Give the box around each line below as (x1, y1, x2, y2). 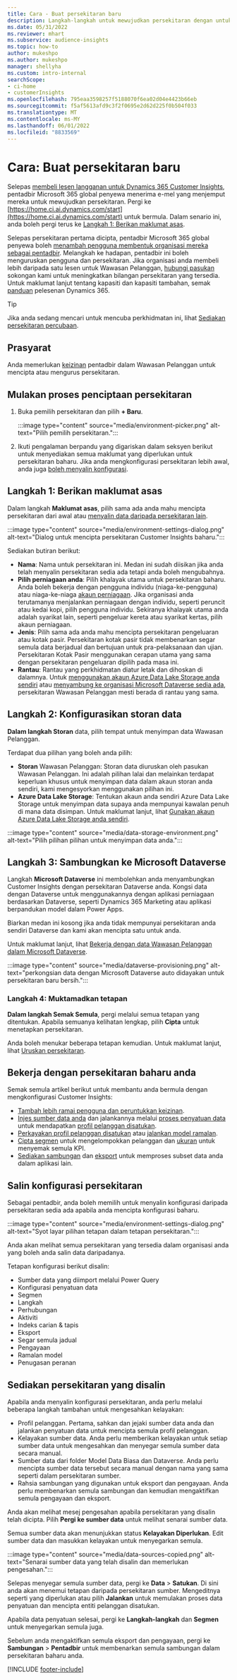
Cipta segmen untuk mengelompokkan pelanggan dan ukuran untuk (17, 1136, 215, 1145)
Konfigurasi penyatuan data (17, 1283, 98, 1292)
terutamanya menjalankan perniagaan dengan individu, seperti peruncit (17, 597, 226, 606)
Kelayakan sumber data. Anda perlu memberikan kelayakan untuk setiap (17, 1434, 228, 1442)
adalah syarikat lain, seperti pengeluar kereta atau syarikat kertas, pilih (17, 612, 224, 621)
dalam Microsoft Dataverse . (7, 947, 88, 956)
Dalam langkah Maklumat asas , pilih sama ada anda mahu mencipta (7, 503, 206, 513)
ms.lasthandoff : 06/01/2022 (7, 122, 90, 129)
